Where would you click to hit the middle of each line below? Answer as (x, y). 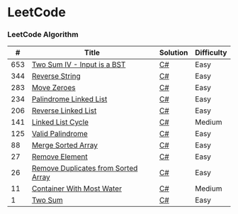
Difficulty (211, 52)
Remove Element (59, 157)
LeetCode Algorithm (43, 35)
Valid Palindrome (60, 134)
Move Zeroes (53, 88)
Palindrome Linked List (69, 99)
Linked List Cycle (60, 123)
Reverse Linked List (64, 111)
